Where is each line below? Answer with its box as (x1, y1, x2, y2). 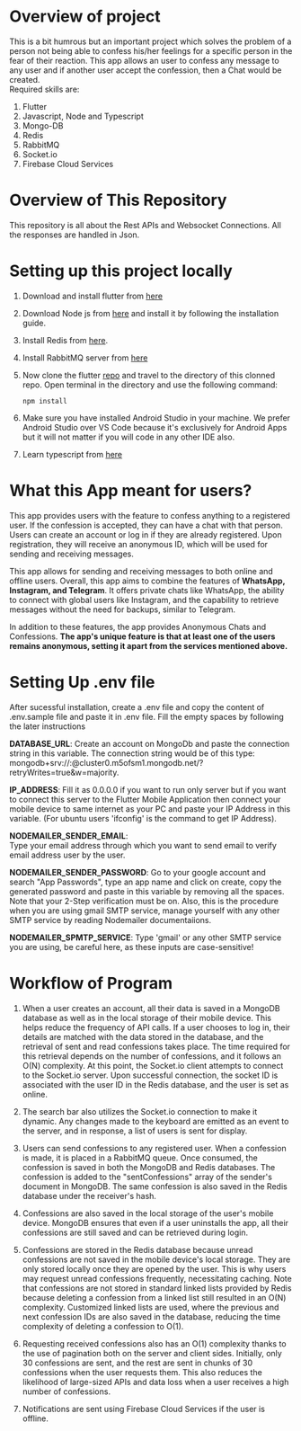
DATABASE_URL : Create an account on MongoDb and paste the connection (9, 738, 290, 749)
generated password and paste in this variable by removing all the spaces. (9, 885, 285, 896)
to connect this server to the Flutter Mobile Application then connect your (9, 794, 281, 804)
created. (9, 74, 40, 84)
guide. (22, 317, 47, 328)
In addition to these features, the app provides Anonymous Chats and (9, 621, 267, 632)
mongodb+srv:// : (9, 757, 73, 768)
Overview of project (9, 6, 161, 27)
